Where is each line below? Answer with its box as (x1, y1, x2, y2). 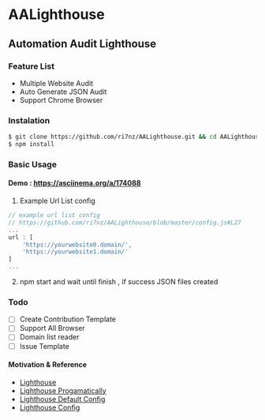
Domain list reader (19, 332, 80, 342)
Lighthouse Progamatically (19, 385, 106, 396)
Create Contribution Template (19, 314, 117, 324)
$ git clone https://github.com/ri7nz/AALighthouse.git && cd (8, 133, 217, 141)
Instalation (8, 114, 50, 126)
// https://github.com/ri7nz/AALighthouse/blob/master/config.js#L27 (8, 219, 242, 227)
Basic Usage (8, 159, 58, 170)
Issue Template (19, 341, 69, 351)
